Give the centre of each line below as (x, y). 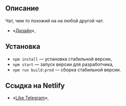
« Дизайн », (24, 31)
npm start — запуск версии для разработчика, (63, 64)
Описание (22, 8)
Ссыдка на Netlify (35, 86)
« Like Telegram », (31, 98)
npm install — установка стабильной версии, (62, 59)
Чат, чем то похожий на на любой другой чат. (55, 20)
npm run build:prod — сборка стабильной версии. (67, 70)
